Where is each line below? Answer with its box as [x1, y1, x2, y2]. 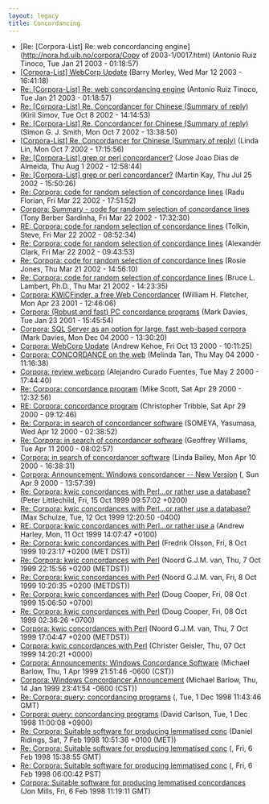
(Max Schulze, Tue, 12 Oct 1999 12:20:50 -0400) [19, 512, 181, 522]
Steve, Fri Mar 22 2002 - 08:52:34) [19, 230, 137, 239]
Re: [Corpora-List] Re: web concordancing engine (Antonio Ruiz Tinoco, [19, 84, 259, 93]
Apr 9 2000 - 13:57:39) [19, 478, 96, 487]
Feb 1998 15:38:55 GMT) [19, 752, 102, 761]
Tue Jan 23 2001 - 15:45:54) [19, 315, 114, 325]
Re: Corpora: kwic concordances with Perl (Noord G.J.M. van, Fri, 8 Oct [19, 572, 257, 582]
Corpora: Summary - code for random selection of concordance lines [19, 204, 250, 213]
